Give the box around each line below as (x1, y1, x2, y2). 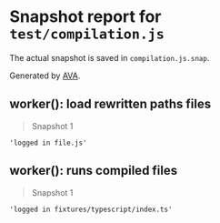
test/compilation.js (9, 25, 165, 43)
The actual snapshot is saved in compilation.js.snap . (9, 52, 210, 63)
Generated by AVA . (9, 70, 81, 81)
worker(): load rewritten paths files (9, 96, 212, 112)
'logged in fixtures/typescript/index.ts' (9, 205, 173, 214)
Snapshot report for (9, 6, 162, 27)
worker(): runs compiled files (9, 163, 178, 178)
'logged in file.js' (9, 138, 88, 147)
